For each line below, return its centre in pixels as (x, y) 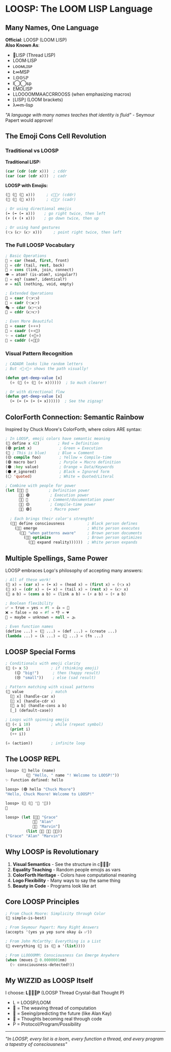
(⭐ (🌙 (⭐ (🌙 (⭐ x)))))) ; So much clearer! (58, 383)
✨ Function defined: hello (34, 780)
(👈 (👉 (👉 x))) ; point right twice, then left (64, 232)
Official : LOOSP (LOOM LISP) (36, 40)
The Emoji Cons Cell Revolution (56, 136)
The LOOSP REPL (33, 759)
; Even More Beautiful (29, 322)
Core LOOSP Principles (42, 902)
